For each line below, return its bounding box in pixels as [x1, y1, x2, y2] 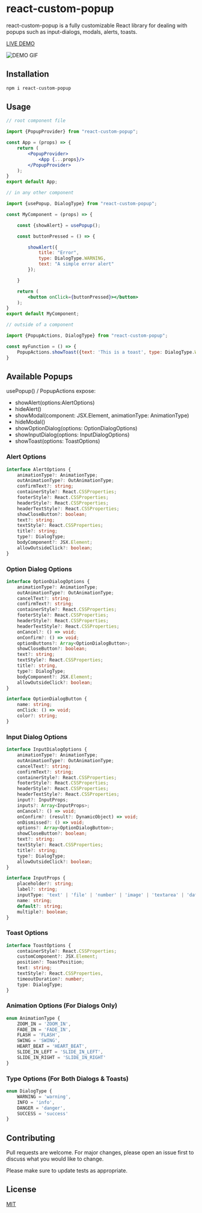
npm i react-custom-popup [6, 85, 71, 91]
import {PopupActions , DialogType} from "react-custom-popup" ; [6, 333, 168, 339]
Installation [6, 69, 49, 80]
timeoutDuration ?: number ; [17, 976, 85, 982]
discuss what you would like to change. [6, 1155, 104, 1163]
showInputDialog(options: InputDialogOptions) [14, 431, 130, 439]
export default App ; [6, 179, 58, 185]
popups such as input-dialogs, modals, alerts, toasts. [6, 28, 138, 35]
